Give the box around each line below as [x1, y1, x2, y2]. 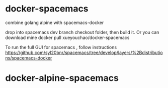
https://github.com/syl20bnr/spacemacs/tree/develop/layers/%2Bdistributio [5, 49, 163, 55]
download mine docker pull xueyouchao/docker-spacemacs [5, 34, 130, 40]
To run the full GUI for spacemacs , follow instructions [5, 44, 117, 50]
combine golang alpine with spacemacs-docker [5, 19, 104, 25]
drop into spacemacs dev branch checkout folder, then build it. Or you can [5, 29, 159, 35]
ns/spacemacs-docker [5, 54, 52, 60]
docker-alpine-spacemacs [5, 72, 119, 84]
